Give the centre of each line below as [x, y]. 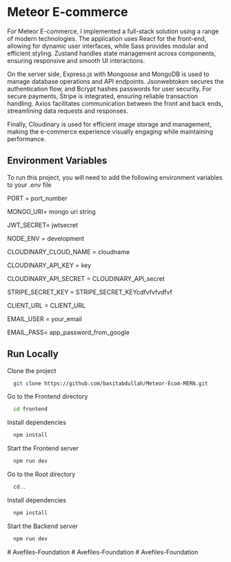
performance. [27, 138]
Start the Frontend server [43, 448]
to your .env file [29, 185]
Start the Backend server [42, 526]
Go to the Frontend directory [48, 397]
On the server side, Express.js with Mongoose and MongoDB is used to [108, 74]
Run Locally [33, 354]
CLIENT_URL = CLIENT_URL [47, 305]
